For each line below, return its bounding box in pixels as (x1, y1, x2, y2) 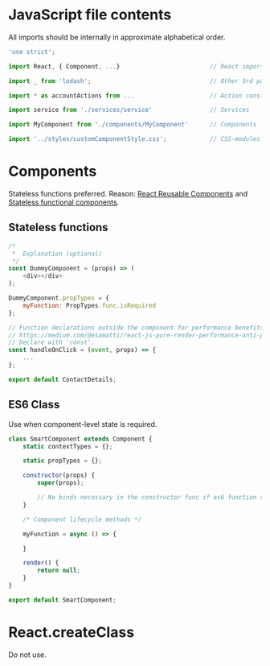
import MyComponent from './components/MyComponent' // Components (8, 121, 257, 129)
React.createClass (8, 623, 135, 641)
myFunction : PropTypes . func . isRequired (22, 301, 157, 309)
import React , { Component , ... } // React (8, 62, 239, 70)
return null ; (37, 566, 81, 575)
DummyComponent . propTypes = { (8, 294, 110, 303)
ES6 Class (8, 398, 60, 412)
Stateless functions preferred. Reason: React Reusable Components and (8, 189, 248, 198)
